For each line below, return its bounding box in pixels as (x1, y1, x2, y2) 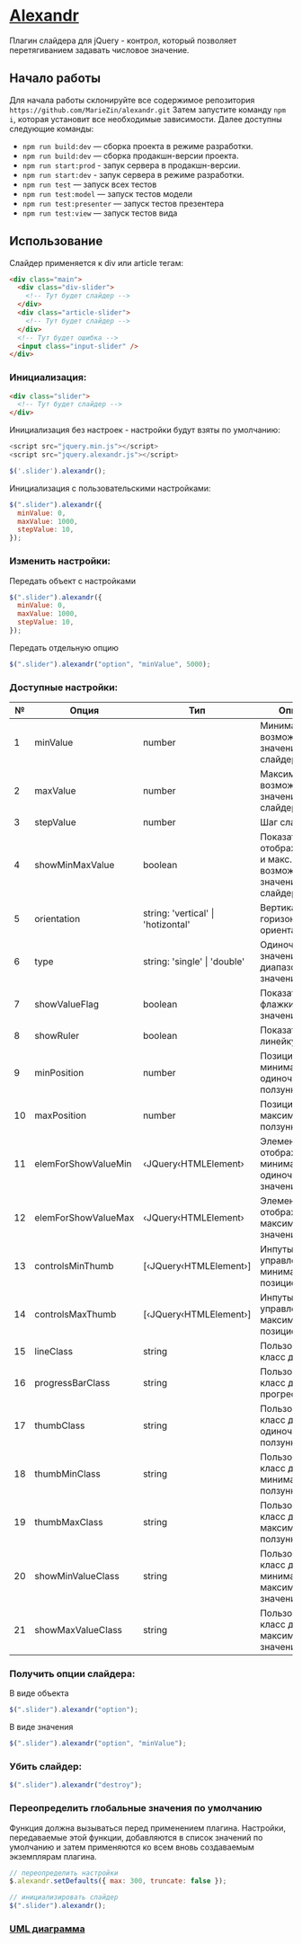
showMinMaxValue (34, 859, 115, 872)
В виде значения (9, 1722, 74, 1733)
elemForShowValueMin (34, 1158, 132, 1170)
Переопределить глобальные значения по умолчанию (9, 1802, 262, 1815)
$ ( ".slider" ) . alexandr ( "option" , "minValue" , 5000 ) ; (9, 660, 211, 669)
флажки (260, 999, 295, 1011)
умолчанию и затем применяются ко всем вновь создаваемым (9, 1842, 254, 1852)
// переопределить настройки (9, 1869, 119, 1877)
